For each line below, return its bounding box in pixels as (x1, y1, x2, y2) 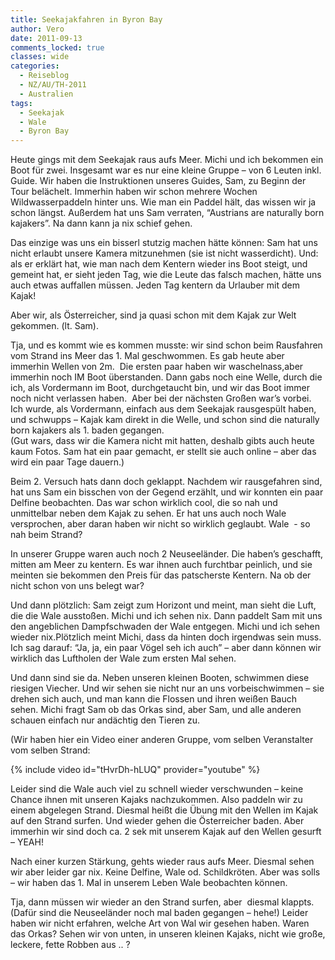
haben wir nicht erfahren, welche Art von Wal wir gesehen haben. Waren (10, 917, 310, 930)
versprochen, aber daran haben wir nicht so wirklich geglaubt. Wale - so (10, 518, 311, 530)
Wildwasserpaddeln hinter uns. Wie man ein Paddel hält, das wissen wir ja (10, 196, 317, 208)
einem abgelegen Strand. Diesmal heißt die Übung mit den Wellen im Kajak (10, 804, 319, 816)
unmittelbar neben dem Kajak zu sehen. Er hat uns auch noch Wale (10, 507, 287, 520)
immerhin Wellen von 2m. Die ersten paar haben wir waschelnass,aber (10, 361, 304, 373)
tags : (10, 98, 33, 108)
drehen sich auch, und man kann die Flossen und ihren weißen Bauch (10, 693, 297, 705)
